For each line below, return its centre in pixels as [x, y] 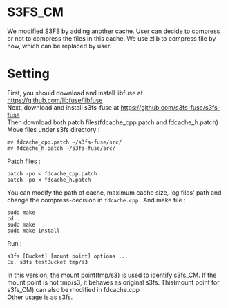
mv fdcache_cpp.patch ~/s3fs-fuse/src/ [65, 142]
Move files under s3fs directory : [54, 129]
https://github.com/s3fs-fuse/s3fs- [171, 107]
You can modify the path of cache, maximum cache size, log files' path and [114, 192]
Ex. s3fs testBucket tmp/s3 [48, 262]
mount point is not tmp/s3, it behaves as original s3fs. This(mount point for [113, 282]
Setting [28, 74]
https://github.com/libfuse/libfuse [55, 100]
